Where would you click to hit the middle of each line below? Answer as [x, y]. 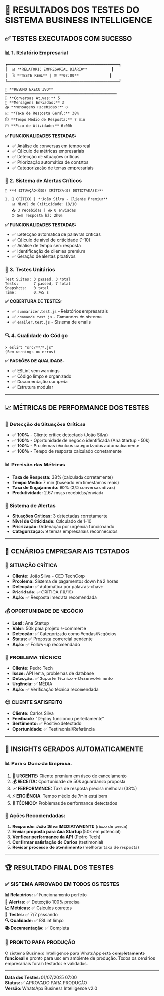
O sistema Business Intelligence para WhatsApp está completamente [75, 953]
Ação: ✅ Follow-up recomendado [46, 645]
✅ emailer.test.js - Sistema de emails [51, 322]
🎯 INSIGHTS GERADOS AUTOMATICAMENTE [74, 749]
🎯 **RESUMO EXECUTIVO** [29, 89]
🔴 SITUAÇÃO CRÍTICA [31, 565]
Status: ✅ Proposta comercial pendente [52, 639]
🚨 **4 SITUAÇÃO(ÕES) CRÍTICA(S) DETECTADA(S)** [54, 191]
